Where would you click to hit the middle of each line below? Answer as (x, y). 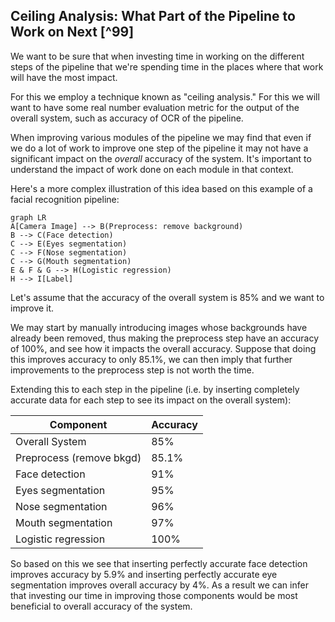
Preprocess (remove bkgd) (78, 457)
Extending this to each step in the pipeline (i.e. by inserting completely (155, 389)
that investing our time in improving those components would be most (154, 595)
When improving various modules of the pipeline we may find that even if (161, 137)
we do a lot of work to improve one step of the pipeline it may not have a (159, 148)
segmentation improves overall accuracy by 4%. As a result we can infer (159, 585)
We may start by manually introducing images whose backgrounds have (159, 327)
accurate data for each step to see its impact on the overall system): (151, 400)
